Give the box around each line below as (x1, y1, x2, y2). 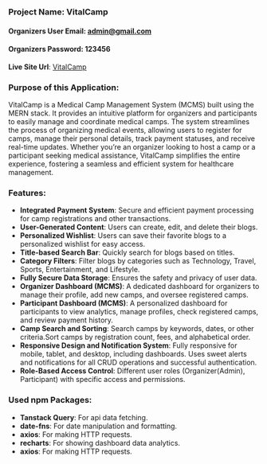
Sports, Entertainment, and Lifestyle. (19, 265, 140, 275)
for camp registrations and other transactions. (19, 214, 171, 224)
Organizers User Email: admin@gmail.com (8, 26, 152, 36)
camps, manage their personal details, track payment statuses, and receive (8, 134, 255, 143)
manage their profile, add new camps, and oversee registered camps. (19, 290, 249, 300)
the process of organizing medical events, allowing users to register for (8, 126, 242, 135)
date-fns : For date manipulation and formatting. (19, 421, 178, 431)
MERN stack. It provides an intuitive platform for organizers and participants (8, 108, 257, 118)
